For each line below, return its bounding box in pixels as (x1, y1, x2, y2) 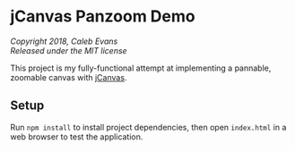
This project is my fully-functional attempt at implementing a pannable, (10, 63, 272, 73)
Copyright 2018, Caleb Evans (10, 36, 118, 46)
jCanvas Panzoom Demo (10, 6, 195, 27)
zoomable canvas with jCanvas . (10, 71, 127, 82)
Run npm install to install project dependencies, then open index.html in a (10, 122, 287, 132)
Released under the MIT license (10, 45, 128, 55)
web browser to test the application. (10, 131, 143, 142)
